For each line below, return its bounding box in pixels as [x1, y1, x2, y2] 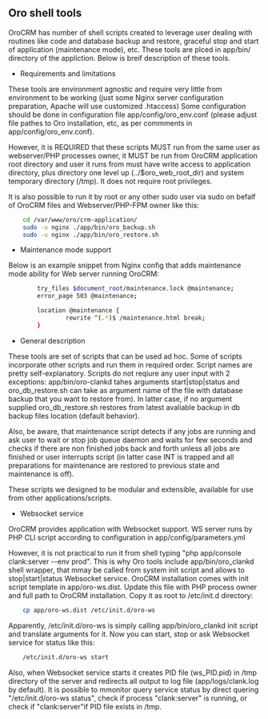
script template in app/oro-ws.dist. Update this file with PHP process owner [8, 582, 258, 592]
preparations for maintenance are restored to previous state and [8, 460, 220, 470]
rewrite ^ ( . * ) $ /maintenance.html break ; [65, 314, 206, 323]
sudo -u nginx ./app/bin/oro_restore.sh [22, 231, 159, 239]
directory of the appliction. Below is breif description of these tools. [8, 53, 230, 62]
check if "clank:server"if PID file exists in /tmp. [8, 701, 162, 711]
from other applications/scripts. [8, 492, 112, 503]
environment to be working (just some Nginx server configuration [8, 92, 224, 102]
